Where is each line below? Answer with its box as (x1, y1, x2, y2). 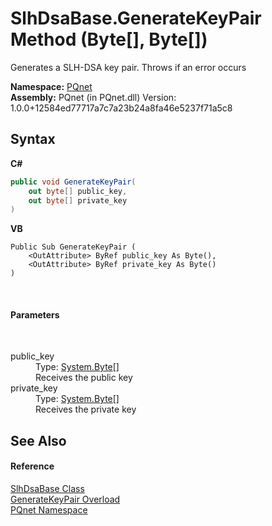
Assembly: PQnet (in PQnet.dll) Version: (10, 91, 177, 103)
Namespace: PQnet (10, 80, 93, 92)
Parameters (10, 308, 60, 321)
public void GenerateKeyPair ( (10, 177, 137, 187)
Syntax (10, 131, 56, 148)
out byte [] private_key (28, 195, 128, 206)
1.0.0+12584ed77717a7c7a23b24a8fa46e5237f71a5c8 (10, 102, 233, 114)
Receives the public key (35, 372, 133, 384)
